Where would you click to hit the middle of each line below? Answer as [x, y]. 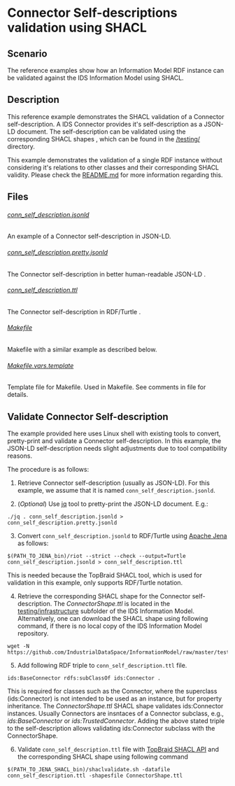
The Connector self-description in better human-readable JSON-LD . [107, 274]
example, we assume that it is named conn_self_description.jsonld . [116, 491]
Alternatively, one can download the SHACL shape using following [113, 619]
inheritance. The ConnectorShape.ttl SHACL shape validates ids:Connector [115, 706]
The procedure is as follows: [48, 470]
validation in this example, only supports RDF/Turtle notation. [95, 583]
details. [18, 395]
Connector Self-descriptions [92, 13]
